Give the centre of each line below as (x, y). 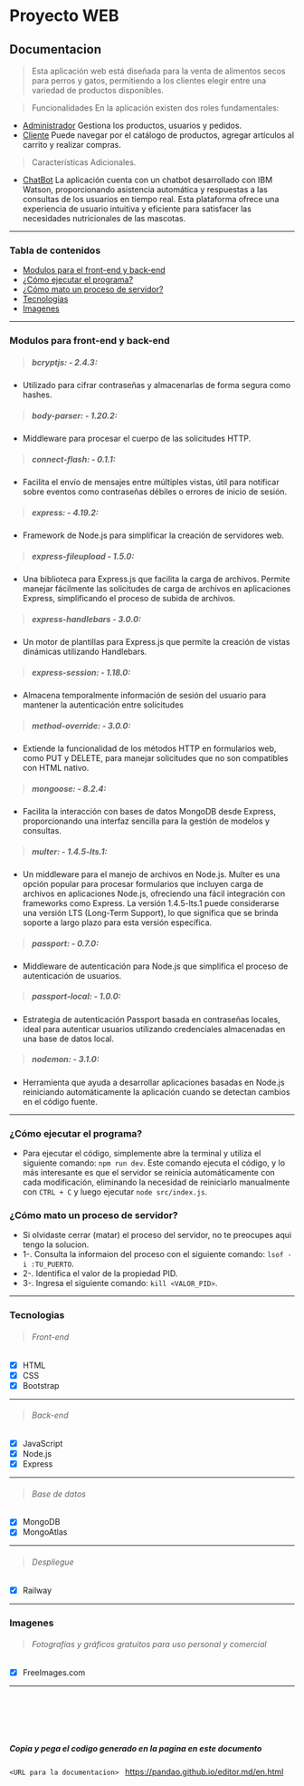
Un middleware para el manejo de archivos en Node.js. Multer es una (151, 874)
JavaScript (43, 1443)
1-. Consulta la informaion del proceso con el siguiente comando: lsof (153, 1254)
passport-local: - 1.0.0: (76, 996)
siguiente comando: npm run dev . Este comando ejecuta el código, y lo (154, 1163)
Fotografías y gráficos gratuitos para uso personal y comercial (149, 1644)
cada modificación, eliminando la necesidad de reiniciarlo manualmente (156, 1182)
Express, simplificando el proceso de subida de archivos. (129, 599)
